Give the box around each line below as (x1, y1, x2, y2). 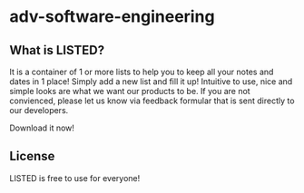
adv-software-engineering (9, 6, 215, 27)
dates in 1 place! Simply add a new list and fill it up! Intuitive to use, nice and (9, 76, 293, 87)
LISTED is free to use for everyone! (9, 172, 141, 183)
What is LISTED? (9, 43, 105, 58)
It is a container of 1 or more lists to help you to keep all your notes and (9, 66, 274, 77)
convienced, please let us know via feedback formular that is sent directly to (9, 95, 295, 106)
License (9, 149, 55, 164)
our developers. (9, 105, 69, 115)
